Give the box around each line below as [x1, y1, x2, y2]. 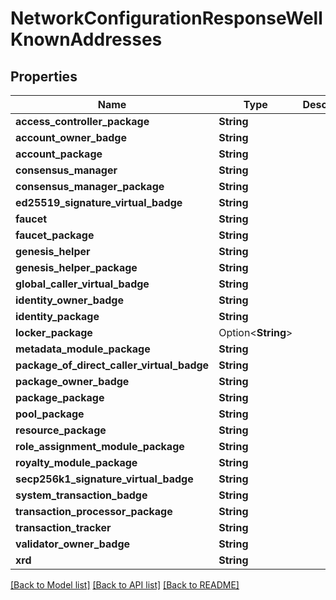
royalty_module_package [15, 456, 138, 469]
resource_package [15, 423, 107, 437]
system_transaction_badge [15, 488, 148, 502]
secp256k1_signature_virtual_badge [15, 472, 194, 486]
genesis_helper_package [15, 261, 138, 274]
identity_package [15, 310, 100, 323]
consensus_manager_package [15, 180, 165, 193]
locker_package [15, 326, 93, 339]
